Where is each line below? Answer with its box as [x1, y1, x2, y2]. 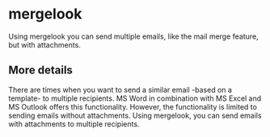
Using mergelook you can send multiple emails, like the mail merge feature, [8, 31, 259, 41]
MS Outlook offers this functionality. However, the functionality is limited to [8, 102, 257, 111]
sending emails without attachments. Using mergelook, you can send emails [8, 110, 262, 120]
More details [8, 64, 73, 77]
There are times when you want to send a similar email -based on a [8, 85, 233, 94]
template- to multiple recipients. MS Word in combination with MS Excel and [8, 93, 262, 103]
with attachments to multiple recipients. [8, 118, 140, 129]
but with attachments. [8, 39, 81, 49]
